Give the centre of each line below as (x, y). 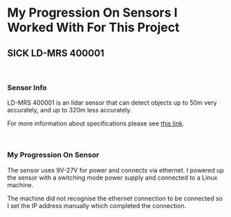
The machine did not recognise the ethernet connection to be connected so (115, 198)
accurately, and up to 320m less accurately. (70, 110)
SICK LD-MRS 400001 (56, 53)
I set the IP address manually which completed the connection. (97, 205)
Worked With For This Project (93, 27)
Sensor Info (27, 87)
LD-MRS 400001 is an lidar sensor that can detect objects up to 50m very (112, 103)
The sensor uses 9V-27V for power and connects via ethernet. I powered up (116, 170)
